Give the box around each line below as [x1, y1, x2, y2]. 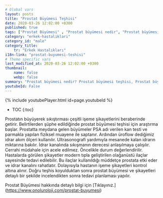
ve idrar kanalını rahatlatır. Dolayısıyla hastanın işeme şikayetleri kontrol [5, 162, 147, 168]
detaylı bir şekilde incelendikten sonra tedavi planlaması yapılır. [5, 173, 131, 179]
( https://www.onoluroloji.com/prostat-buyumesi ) [5, 187, 102, 193]
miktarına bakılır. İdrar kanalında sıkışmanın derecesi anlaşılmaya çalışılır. [5, 142, 150, 148]
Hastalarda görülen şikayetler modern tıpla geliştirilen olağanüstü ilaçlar [5, 152, 148, 158]
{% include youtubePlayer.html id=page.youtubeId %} [5, 97, 113, 103]
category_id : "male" [5, 39, 47, 44]
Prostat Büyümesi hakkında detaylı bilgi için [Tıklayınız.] [5, 182, 116, 188]
